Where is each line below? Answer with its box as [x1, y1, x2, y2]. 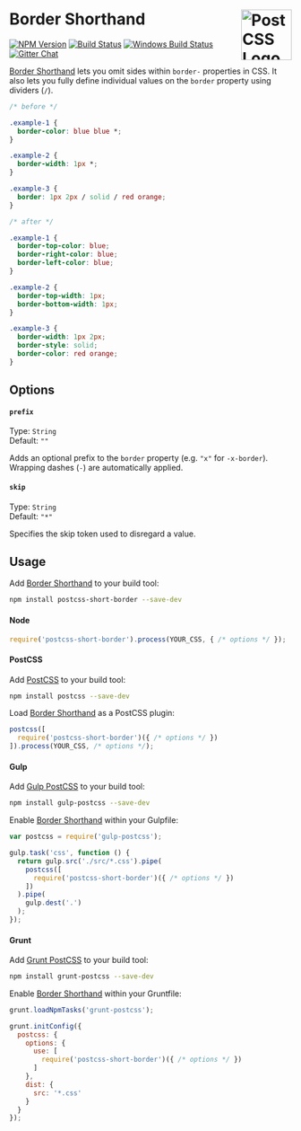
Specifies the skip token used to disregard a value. [9, 528, 196, 539]
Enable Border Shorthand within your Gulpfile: [9, 815, 179, 826]
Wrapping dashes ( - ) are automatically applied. [9, 463, 184, 473]
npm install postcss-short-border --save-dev [9, 596, 182, 605]
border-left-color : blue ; [17, 259, 115, 268]
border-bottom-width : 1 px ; [17, 299, 118, 309]
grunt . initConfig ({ [9, 1021, 82, 1030]
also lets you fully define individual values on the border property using [9, 75, 271, 85]
